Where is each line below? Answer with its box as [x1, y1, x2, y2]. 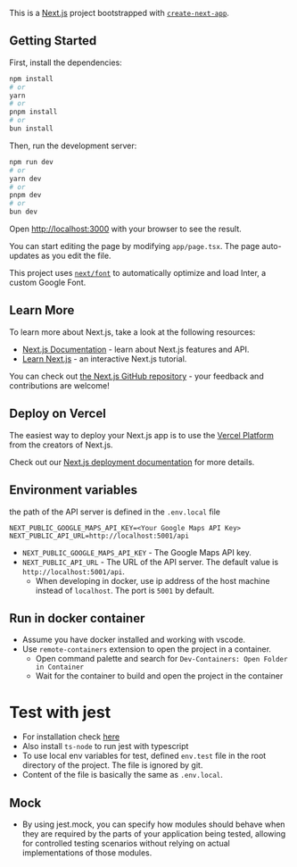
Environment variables [9, 482, 138, 498]
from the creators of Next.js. [9, 439, 113, 450]
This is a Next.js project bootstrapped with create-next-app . [9, 8, 230, 18]
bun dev [9, 207, 38, 217]
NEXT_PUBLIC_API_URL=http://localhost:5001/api [9, 531, 190, 540]
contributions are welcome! [9, 379, 110, 391]
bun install [9, 124, 54, 133]
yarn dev [9, 174, 42, 183]
